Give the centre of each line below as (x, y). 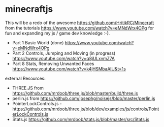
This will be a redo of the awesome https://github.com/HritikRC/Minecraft (80, 23)
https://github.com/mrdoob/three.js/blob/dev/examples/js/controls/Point (85, 109)
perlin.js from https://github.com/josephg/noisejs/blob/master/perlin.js (83, 98)
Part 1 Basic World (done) (38, 42)
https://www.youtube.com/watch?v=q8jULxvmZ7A (63, 58)
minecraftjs (29, 9)
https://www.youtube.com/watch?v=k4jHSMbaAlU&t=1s (69, 69)
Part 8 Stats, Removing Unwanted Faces (53, 63)
